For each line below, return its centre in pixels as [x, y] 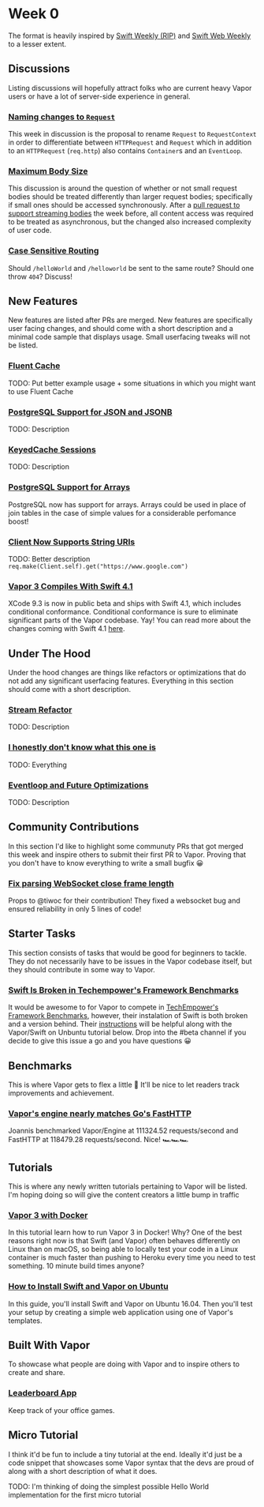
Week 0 [33, 14]
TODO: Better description [49, 558]
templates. [25, 1321]
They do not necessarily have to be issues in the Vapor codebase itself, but [130, 961]
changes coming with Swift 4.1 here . [67, 629]
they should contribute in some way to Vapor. [82, 969]
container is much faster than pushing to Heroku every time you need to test [132, 1257]
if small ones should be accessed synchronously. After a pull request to [124, 205]
